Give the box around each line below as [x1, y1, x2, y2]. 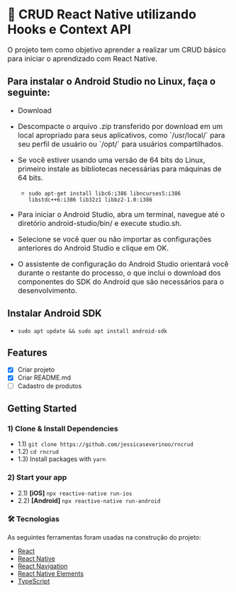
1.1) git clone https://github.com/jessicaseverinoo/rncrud [17, 440, 193, 448]
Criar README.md [17, 373, 71, 382]
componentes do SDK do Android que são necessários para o [17, 276, 225, 286]
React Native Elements [17, 569, 84, 578]
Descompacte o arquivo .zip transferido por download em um [17, 121, 223, 131]
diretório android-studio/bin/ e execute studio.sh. [17, 218, 182, 228]
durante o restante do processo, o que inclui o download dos [17, 268, 221, 278]
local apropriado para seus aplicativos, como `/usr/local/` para [17, 130, 225, 140]
